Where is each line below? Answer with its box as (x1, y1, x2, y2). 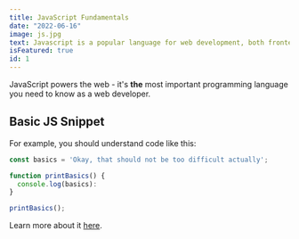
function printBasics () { (9, 171, 105, 180)
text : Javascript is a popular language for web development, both (9, 37, 265, 47)
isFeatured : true (9, 46, 74, 55)
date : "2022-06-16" (9, 21, 82, 30)
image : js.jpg (9, 29, 62, 38)
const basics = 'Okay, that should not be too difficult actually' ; (9, 155, 269, 164)
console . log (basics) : (17, 179, 98, 188)
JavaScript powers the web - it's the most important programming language (9, 79, 289, 89)
